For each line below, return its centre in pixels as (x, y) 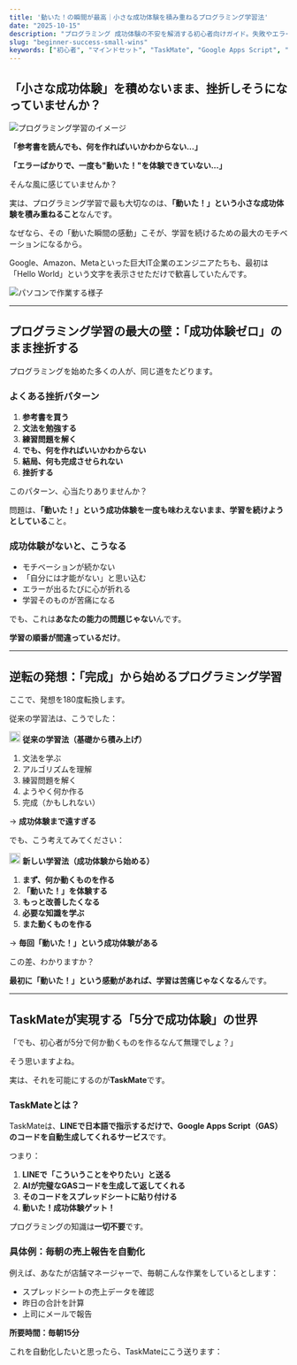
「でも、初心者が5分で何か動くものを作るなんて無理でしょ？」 (124, 1042)
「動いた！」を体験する (65, 891)
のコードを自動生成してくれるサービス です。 (90, 1137)
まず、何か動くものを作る (68, 880)
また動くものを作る (57, 924)
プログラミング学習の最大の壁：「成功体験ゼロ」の (146, 331)
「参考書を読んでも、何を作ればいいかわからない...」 (106, 146)
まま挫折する (44, 348)
